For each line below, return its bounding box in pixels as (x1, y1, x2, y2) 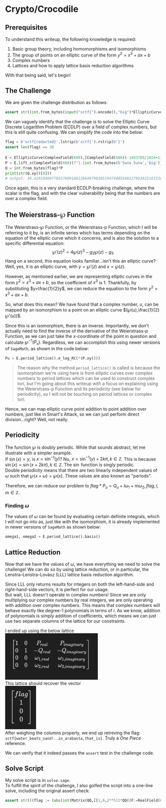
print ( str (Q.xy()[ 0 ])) (5, 171, 52, 176)
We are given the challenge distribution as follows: (5, 100, 108, 106)
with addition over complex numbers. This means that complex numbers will (5, 602, 161, 608)
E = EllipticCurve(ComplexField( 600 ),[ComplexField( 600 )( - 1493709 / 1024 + (5, 155, 158, 160)
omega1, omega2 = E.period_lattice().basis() (5, 534, 100, 539)
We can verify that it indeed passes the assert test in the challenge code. (5, 750, 155, 756)
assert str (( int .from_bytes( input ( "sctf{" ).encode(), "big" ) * (5, 110, 134, 115)
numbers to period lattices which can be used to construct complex (17, 375, 155, 381)
